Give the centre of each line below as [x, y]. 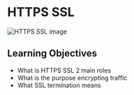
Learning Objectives [52, 53]
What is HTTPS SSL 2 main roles [64, 70]
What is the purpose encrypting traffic [72, 78]
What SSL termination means [59, 85]
